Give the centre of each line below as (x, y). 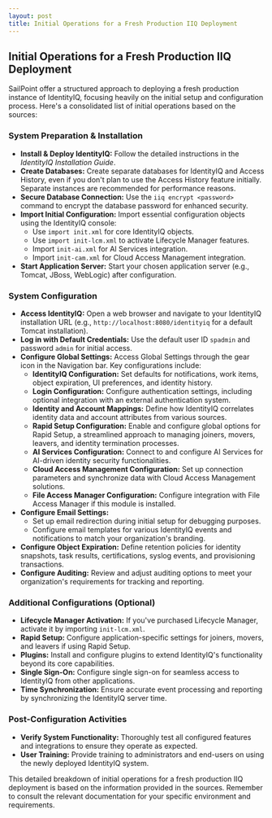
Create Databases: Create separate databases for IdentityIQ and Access (142, 171)
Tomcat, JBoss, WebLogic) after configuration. (98, 274)
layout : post (30, 16)
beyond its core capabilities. (67, 663)
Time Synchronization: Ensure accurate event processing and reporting (141, 689)
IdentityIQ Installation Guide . (68, 162)
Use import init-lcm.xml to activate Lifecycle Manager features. (141, 240)
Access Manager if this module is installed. (104, 503)
